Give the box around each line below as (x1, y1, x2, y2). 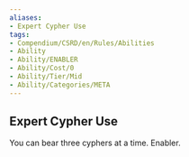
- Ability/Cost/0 (9, 64, 75, 73)
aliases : (9, 13, 42, 23)
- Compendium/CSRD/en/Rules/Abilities (9, 38, 155, 48)
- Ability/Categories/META (9, 80, 111, 89)
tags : (9, 30, 30, 39)
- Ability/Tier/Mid (9, 72, 83, 81)
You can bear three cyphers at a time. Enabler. (9, 137, 182, 149)
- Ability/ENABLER (9, 55, 78, 64)
